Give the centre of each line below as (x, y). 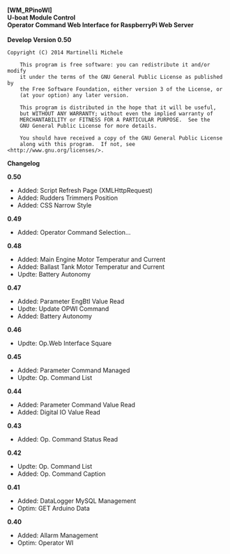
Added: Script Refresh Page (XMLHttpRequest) (85, 190)
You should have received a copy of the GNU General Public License (121, 138)
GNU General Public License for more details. (89, 126)
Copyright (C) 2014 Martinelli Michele (65, 52)
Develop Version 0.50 (39, 40)
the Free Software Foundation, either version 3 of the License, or (121, 89)
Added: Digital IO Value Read (59, 412)
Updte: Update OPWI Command (63, 309)
